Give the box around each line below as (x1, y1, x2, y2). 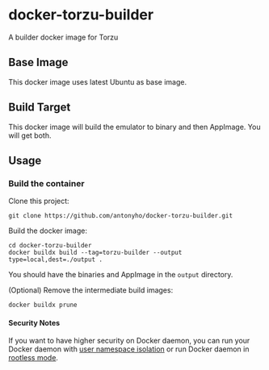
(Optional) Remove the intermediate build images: (8, 285, 174, 295)
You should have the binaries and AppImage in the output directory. (8, 270, 233, 280)
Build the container (8, 177, 85, 189)
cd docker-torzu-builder (8, 242, 92, 250)
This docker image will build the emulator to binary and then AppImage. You (8, 122, 261, 131)
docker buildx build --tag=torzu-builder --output (8, 248, 183, 257)
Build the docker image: (8, 226, 87, 235)
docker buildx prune (8, 301, 78, 310)
